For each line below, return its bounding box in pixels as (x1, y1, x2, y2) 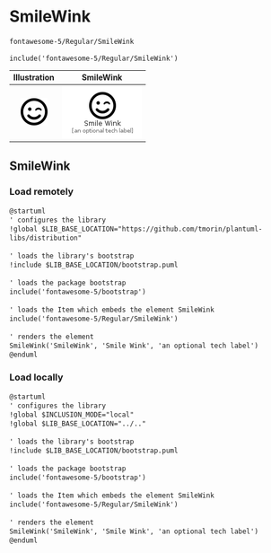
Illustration (13, 72, 56, 83)
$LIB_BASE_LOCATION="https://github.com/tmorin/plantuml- (41, 224, 263, 233)
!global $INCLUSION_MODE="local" (9, 410, 135, 419)
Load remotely (9, 185, 74, 197)
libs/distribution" (9, 233, 83, 242)
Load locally (9, 371, 64, 383)
